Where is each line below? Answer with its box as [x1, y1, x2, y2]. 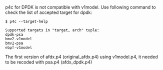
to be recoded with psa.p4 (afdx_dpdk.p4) [5, 59, 92, 65]
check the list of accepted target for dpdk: [5, 9, 92, 15]
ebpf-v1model [5, 45, 32, 50]
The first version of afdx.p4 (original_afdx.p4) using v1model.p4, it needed [5, 54, 158, 60]
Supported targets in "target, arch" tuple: [5, 28, 99, 33]
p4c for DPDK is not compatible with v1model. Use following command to [5, 4, 156, 10]
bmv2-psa [5, 41, 23, 46]
